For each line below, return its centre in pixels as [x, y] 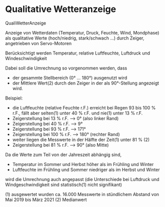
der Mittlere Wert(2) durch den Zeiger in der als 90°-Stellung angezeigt [85, 83]
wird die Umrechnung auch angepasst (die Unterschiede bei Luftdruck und [82, 179]
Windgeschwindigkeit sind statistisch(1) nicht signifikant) [64, 184]
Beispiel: [14, 98]
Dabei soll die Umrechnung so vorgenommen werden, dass [66, 68]
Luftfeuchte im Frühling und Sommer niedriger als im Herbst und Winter [86, 169]
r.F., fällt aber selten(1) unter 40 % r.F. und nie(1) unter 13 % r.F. [77, 113]
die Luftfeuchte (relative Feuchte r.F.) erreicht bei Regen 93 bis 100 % [84, 107]
